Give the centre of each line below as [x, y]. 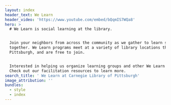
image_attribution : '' [29, 80]
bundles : [14, 85]
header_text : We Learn [29, 15]
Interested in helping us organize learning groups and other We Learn [87, 66]
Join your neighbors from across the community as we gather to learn [86, 43]
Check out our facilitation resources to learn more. [68, 71]
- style [18, 90]
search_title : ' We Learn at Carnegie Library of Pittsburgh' [72, 76]
